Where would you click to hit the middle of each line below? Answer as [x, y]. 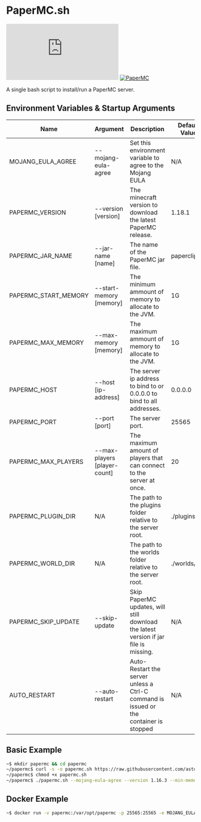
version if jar [147, 636]
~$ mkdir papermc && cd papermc [46, 764]
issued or [143, 706]
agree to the [147, 165]
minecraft [143, 197]
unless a [141, 684]
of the [138, 252]
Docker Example [37, 799]
